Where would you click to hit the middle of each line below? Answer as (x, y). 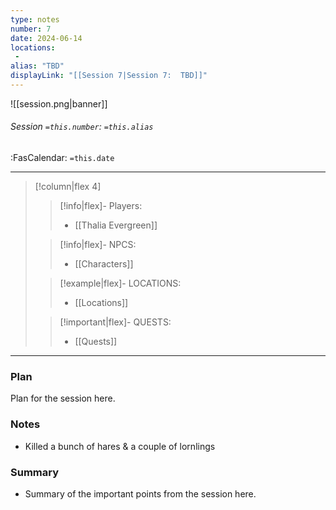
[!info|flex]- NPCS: (98, 245)
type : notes (35, 19)
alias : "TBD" (37, 66)
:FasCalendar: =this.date (62, 158)
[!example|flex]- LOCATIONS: (120, 283)
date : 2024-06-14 (46, 38)
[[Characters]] (104, 264)
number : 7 (31, 29)
